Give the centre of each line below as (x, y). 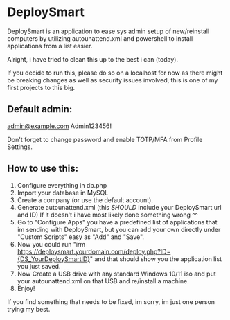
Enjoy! (26, 288)
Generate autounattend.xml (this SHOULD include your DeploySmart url (119, 207)
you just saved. (39, 266)
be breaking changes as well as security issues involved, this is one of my (113, 80)
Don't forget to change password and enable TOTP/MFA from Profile (105, 139)
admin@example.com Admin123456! (60, 126)
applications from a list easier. (50, 46)
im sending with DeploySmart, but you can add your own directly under (119, 229)
